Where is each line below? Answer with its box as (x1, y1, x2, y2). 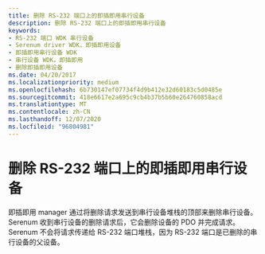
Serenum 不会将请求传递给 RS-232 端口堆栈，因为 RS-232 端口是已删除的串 (8, 227, 258, 236)
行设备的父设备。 (8, 236, 64, 247)
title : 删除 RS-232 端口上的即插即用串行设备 (8, 11, 145, 20)
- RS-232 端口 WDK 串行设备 (8, 33, 94, 42)
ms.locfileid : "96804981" (8, 123, 94, 131)
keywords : (8, 26, 41, 34)
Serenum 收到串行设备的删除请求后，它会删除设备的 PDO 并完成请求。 (8, 217, 240, 227)
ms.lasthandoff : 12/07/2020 (8, 115, 102, 123)
